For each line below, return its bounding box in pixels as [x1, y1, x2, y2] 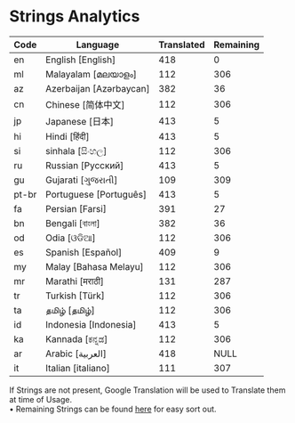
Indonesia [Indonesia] [45, 318, 137, 330]
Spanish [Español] [45, 246, 123, 258]
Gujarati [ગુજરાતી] [45, 174, 118, 186]
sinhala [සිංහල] [45, 144, 108, 157]
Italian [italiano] [45, 362, 111, 374]
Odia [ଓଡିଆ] [45, 232, 96, 244]
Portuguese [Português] [45, 188, 147, 200]
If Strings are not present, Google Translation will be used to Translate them [9, 385, 286, 395]
